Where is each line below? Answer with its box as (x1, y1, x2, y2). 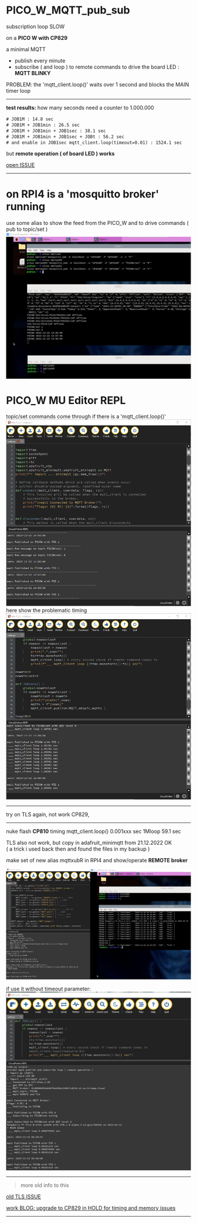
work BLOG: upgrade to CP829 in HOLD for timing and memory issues (6, 1205, 176, 1212)
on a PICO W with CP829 (6, 34, 68, 41)
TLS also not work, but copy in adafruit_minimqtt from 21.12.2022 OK (6, 839, 172, 846)
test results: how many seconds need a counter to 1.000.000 (6, 104, 154, 111)
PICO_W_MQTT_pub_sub (6, 4, 130, 17)
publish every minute (14, 57, 66, 64)
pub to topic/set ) (6, 226, 48, 233)
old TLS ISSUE (6, 1193, 41, 1200)
